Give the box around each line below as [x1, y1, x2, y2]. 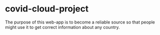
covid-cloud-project [5, 3, 89, 14]
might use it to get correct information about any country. [5, 24, 120, 30]
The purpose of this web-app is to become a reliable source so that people [5, 19, 155, 25]
